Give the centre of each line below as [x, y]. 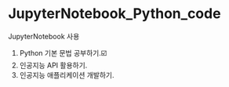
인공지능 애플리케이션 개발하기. [67, 74]
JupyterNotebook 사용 [44, 36]
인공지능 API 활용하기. [53, 65]
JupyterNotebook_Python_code [114, 14]
